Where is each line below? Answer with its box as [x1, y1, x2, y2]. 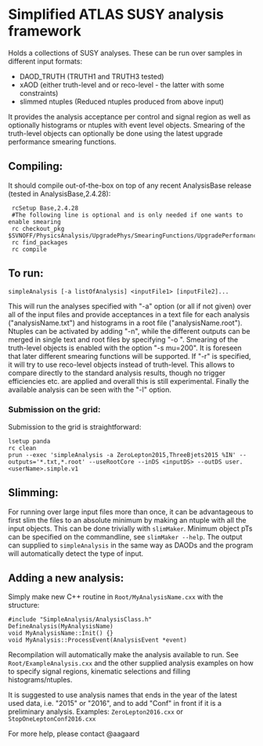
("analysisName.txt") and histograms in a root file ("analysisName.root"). [8, 318, 243, 327]
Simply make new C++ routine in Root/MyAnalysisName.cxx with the [8, 592, 224, 602]
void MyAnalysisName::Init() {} [8, 630, 113, 638]
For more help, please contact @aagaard [8, 729, 139, 739]
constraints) [19, 88, 59, 97]
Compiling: [8, 159, 63, 174]
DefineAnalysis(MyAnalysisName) [8, 623, 113, 631]
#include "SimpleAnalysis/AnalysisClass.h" [8, 616, 153, 623]
